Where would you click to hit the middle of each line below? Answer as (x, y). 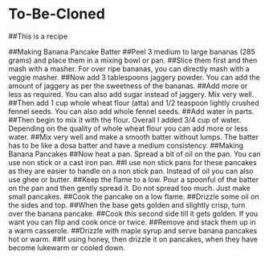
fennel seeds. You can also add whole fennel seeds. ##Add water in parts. (131, 111)
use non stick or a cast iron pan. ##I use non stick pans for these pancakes (132, 162)
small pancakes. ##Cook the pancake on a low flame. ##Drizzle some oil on (134, 196)
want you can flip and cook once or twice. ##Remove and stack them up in (132, 222)
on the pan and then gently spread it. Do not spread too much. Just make (129, 188)
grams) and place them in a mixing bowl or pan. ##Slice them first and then (133, 60)
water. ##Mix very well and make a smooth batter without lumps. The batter (134, 136)
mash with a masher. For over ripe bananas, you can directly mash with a (129, 68)
